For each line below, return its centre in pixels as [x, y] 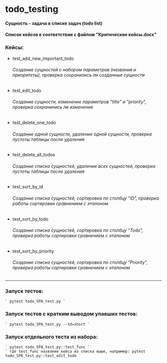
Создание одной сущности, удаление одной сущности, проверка [82, 134]
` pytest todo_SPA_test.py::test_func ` [48, 347]
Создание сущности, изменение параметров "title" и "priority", [79, 102]
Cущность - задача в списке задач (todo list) [54, 23]
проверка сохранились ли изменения [53, 107]
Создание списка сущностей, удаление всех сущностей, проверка [84, 166]
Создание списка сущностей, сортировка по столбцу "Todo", [78, 231]
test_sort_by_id [28, 187]
